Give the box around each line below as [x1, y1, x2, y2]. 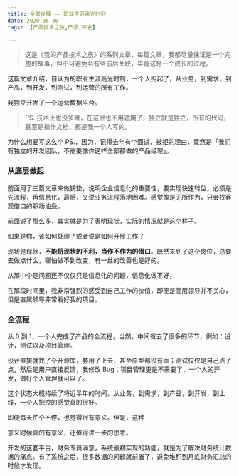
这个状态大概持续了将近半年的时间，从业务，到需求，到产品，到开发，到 [7, 389, 219, 398]
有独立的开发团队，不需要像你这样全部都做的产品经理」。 [7, 147, 173, 155]
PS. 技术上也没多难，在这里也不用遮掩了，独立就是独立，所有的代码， [24, 113, 230, 122]
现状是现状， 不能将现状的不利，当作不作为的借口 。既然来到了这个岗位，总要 [7, 247, 232, 255]
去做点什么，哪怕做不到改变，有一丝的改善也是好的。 [7, 256, 164, 264]
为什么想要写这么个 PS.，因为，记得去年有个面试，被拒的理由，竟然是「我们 [7, 138, 231, 146]
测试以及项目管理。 [19, 341, 76, 349]
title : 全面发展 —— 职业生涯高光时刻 [7, 10, 107, 18]
